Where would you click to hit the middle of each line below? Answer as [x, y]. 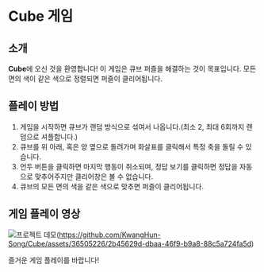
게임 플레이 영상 [44, 214]
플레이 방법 [34, 106]
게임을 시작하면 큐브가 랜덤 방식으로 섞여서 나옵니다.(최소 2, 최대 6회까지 [132, 126]
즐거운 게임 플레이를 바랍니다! [54, 260]
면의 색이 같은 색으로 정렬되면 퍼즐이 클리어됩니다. [86, 79]
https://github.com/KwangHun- [110, 235]
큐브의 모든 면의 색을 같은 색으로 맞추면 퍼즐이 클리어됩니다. [112, 186]
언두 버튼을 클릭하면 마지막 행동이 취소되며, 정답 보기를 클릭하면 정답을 [128, 166]
